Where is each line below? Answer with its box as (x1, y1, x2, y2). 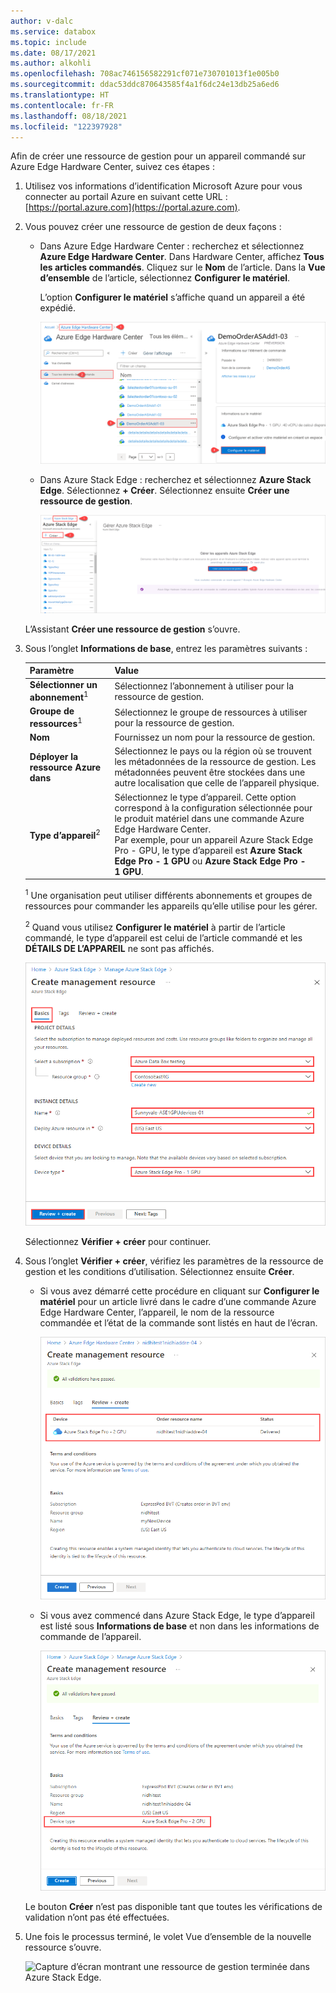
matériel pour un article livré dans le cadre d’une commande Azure (39, 1295, 317, 1307)
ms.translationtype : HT (10, 90, 110, 100)
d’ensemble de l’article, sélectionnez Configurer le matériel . (39, 272, 291, 284)
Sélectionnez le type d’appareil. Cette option (114, 791, 297, 803)
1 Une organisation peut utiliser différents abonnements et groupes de (24, 888, 313, 901)
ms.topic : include (10, 37, 87, 47)
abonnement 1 (29, 690, 89, 704)
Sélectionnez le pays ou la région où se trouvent (114, 745, 312, 757)
